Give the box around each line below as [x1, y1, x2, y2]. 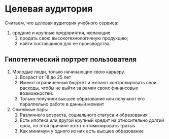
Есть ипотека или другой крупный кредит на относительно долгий [19, 117, 164, 123]
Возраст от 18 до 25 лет [19, 74, 72, 80]
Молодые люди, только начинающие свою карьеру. [12, 68, 125, 75]
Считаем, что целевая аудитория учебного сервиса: [5, 20, 119, 26]
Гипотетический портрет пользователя [5, 55, 137, 64]
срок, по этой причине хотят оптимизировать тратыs [19, 122, 136, 128]
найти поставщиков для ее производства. [19, 40, 111, 46]
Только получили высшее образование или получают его [19, 95, 145, 101]
